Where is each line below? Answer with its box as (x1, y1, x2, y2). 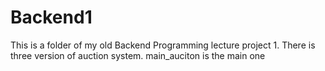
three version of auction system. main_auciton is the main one (10, 49, 266, 61)
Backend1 (10, 6, 93, 29)
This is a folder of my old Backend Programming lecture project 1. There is (10, 39, 316, 51)
